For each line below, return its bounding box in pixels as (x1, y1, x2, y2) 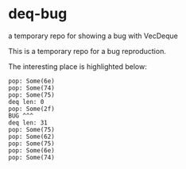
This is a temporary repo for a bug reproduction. (8, 46, 167, 56)
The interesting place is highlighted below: (8, 61, 147, 71)
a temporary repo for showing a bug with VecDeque (8, 31, 179, 40)
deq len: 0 (8, 98, 45, 106)
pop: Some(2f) (8, 105, 56, 113)
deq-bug (8, 5, 68, 23)
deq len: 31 (8, 118, 48, 127)
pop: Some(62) (8, 133, 56, 140)
